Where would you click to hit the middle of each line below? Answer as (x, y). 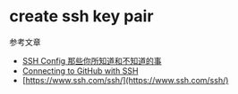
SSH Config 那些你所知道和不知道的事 (92, 60)
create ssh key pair (81, 16)
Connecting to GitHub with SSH (80, 70)
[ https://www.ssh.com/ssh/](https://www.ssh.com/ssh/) (125, 80)
